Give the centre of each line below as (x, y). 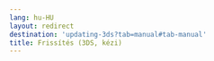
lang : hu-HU (31, 17)
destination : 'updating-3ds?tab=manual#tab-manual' (108, 34)
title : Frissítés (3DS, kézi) (66, 43)
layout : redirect (42, 26)
